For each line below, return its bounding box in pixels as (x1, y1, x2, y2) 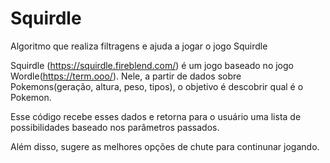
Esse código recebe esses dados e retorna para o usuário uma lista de (10, 110, 302, 122)
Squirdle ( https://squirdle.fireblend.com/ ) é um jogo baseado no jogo (10, 59, 294, 71)
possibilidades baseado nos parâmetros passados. (10, 121, 220, 133)
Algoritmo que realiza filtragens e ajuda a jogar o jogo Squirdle (10, 40, 268, 52)
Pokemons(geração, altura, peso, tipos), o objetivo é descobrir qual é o (10, 80, 304, 92)
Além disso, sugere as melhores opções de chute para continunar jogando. (10, 140, 320, 152)
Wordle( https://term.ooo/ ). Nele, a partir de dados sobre (10, 70, 242, 82)
